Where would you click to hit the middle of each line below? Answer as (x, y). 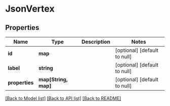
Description (96, 42)
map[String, (53, 79)
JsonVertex (30, 9)
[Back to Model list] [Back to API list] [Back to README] (63, 98)
